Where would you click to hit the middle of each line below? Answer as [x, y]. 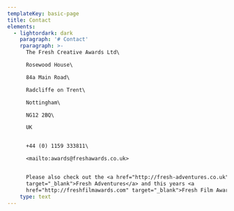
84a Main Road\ [48, 77]
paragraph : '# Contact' [54, 40]
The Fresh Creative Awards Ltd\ [72, 53]
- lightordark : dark [43, 33]
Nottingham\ [43, 102]
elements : [22, 26]
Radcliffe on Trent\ [55, 90]
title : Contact [29, 20]
